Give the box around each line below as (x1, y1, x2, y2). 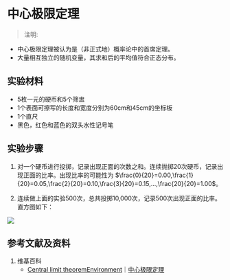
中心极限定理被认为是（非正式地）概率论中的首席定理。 (16, 45, 174, 53)
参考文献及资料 (7, 237, 71, 249)
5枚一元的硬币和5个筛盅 (16, 95, 85, 103)
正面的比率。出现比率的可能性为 (23, 171, 114, 179)
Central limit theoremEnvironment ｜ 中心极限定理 (27, 266, 165, 274)
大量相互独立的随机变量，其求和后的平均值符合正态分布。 (16, 53, 180, 62)
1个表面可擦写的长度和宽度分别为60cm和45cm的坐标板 (16, 104, 173, 112)
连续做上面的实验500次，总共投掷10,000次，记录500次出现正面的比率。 (16, 194, 222, 202)
